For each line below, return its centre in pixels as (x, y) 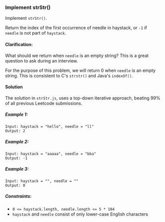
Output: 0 (15, 185)
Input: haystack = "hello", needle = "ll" (50, 126)
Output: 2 (15, 131)
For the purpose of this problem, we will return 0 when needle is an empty (81, 70)
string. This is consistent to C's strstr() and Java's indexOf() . (69, 75)
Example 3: (17, 169)
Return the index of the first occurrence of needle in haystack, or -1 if (76, 28)
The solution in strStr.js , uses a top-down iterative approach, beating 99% (83, 98)
